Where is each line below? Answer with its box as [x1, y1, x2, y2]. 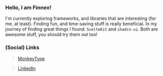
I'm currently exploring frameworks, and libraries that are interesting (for [5, 16, 156, 22]
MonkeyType [17, 55, 45, 61]
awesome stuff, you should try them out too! [5, 32, 98, 38]
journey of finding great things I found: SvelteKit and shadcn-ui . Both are [5, 26, 158, 32]
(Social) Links [5, 44, 39, 51]
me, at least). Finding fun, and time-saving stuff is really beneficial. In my [5, 21, 157, 27]
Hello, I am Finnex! [5, 4, 52, 11]
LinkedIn [17, 65, 36, 71]
